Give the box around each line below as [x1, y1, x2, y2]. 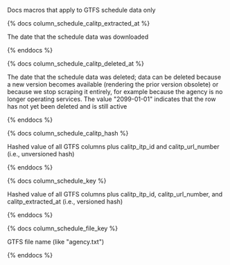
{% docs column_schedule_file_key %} [7, 224, 118, 232]
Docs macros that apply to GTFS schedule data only [7, 6, 156, 14]
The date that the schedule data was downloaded [7, 33, 149, 41]
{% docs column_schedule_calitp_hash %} [7, 129, 129, 137]
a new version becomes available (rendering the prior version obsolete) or [7, 80, 219, 89]
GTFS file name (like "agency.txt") [7, 238, 105, 246]
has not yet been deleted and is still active [7, 102, 127, 110]
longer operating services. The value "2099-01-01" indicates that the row [7, 95, 216, 103]
